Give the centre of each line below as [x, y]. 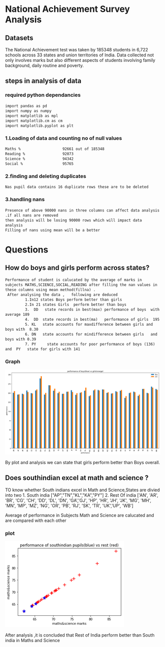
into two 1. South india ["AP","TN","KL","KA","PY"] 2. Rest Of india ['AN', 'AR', [82, 495]
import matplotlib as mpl [32, 116]
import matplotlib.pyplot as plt [39, 126]
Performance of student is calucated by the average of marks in [73, 280]
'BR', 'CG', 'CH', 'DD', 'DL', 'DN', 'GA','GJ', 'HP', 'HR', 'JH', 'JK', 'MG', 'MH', [78, 500]
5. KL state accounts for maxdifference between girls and [89, 324]
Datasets [19, 38]
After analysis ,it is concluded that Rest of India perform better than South [80, 635]
